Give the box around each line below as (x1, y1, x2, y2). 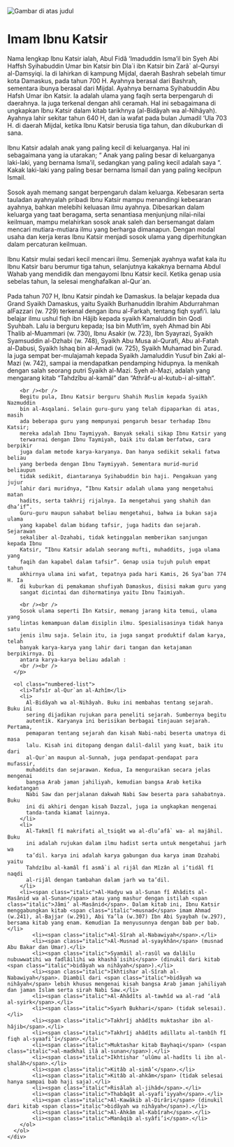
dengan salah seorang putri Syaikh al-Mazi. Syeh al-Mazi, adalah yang (7, 366, 211, 375)
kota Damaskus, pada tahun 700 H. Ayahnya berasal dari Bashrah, (7, 76, 198, 85)
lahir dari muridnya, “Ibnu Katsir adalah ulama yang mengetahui (20, 485, 214, 492)
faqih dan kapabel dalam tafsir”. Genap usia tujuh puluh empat (20, 558, 211, 565)
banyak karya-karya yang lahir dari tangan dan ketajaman (20, 644, 192, 651)
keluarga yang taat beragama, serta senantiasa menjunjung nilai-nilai (7, 210, 205, 219)
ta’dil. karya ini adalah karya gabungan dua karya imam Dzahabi (25, 852, 220, 859)
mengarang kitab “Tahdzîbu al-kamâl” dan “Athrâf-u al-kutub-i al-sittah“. (7, 373, 216, 382)
